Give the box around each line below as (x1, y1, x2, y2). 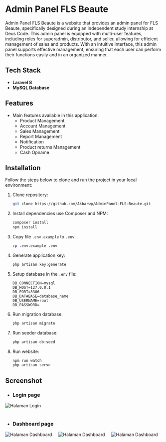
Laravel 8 (12, 79, 32, 85)
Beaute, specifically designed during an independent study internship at (5, 25, 154, 31)
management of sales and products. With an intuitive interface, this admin (5, 41, 157, 47)
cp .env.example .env (12, 243, 57, 248)
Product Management (19, 117, 65, 123)
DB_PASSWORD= (12, 302, 40, 307)
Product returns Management (19, 144, 81, 150)
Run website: (12, 348, 39, 354)
